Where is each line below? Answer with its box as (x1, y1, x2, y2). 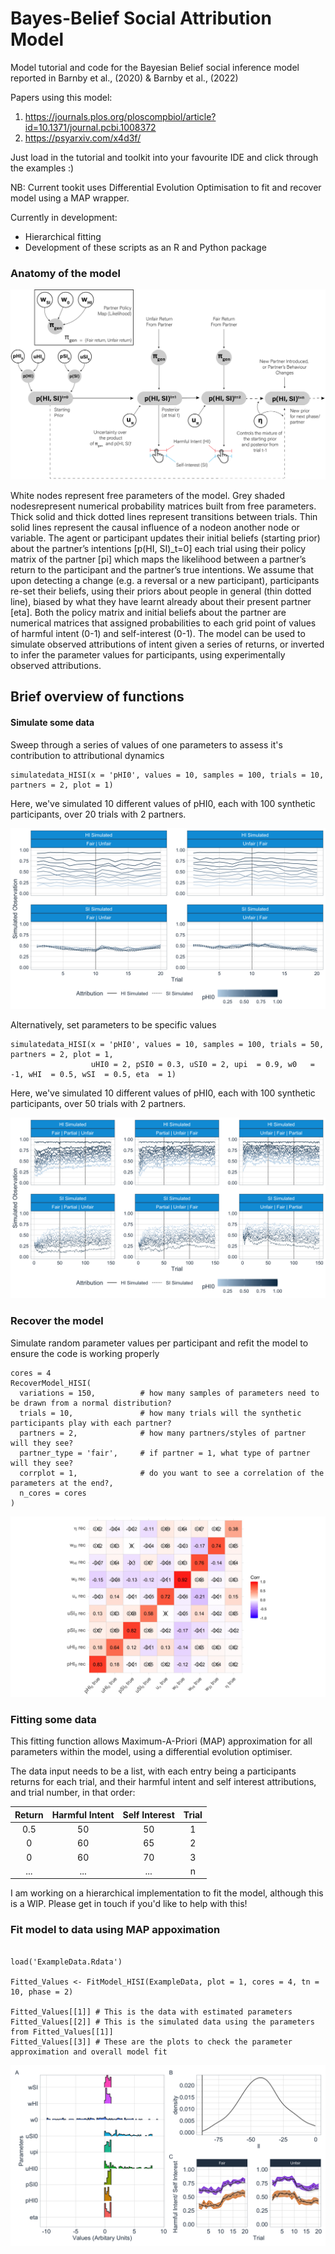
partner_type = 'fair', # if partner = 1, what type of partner (19, 1448, 311, 1458)
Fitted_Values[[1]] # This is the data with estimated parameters (10, 2007, 293, 2017)
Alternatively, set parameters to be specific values (10, 1018, 217, 1031)
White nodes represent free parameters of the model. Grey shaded (10, 489, 286, 501)
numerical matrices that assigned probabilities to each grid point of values (10, 617, 317, 629)
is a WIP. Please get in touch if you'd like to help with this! (10, 1898, 248, 1910)
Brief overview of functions (10, 688, 185, 706)
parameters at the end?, (10, 1478, 114, 1488)
